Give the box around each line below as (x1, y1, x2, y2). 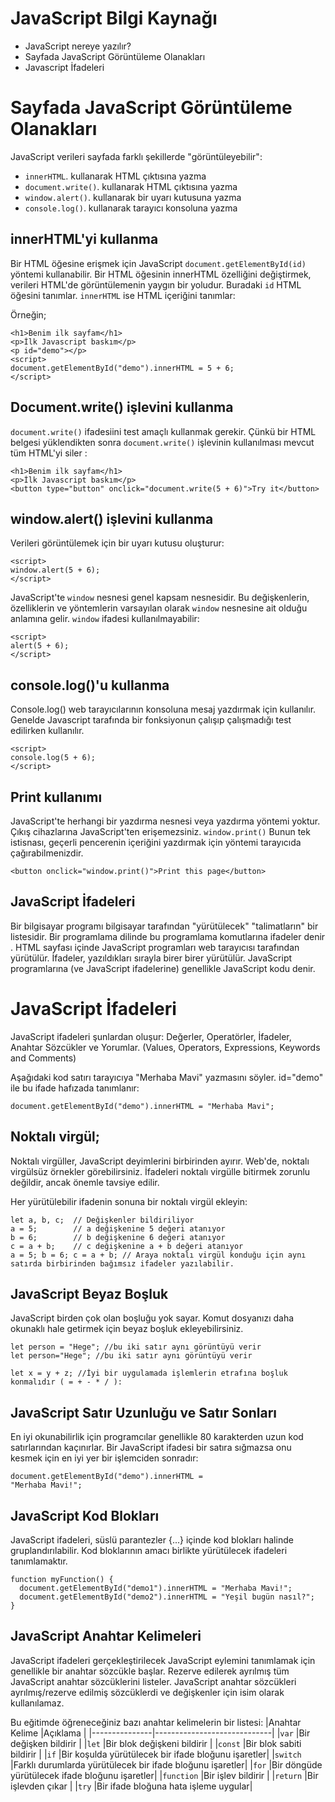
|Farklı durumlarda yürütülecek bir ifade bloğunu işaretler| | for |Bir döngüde (10, 1758, 323, 1771)
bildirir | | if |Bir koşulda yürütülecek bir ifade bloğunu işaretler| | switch (10, 1748, 302, 1760)
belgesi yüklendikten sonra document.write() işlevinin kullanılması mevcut (10, 436, 315, 448)
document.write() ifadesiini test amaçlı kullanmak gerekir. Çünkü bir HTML (10, 425, 317, 437)
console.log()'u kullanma (10, 677, 170, 694)
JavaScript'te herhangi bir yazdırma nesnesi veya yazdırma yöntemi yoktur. (10, 815, 321, 827)
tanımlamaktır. (10, 1555, 68, 1567)
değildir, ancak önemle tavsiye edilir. (10, 1176, 160, 1188)
